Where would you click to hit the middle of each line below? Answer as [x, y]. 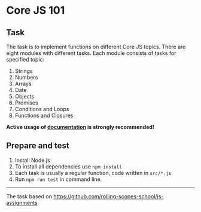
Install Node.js [32, 160]
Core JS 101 [36, 10]
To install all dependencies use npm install [68, 166]
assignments [22, 202]
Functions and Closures [44, 115]
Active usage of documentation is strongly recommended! [80, 127]
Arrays [23, 84]
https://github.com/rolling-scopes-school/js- [109, 196]
